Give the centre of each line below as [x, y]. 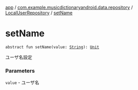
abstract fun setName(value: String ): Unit [52, 47]
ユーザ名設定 [19, 57]
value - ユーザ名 [22, 83]
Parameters [20, 71]
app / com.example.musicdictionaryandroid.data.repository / [69, 7]
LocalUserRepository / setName [39, 13]
